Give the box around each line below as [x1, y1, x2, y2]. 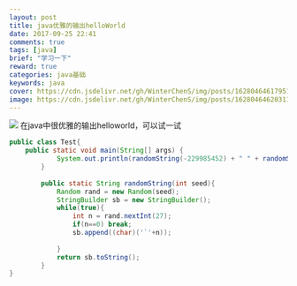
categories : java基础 [9, 71, 87, 79]
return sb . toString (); [56, 252, 141, 261]
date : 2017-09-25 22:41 [9, 29, 97, 38]
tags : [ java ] [9, 46, 57, 55]
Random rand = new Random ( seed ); [56, 187, 179, 196]
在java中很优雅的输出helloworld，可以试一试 [19, 120, 182, 131]
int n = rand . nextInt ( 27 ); [72, 212, 172, 221]
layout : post [9, 12, 57, 22]
